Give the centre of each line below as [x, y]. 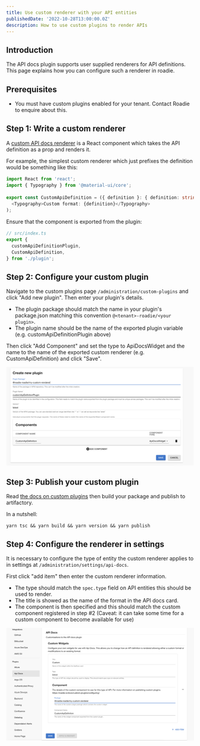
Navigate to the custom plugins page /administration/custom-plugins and [97, 291]
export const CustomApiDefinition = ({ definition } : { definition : [93, 198]
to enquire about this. [41, 110]
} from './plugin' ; [30, 258]
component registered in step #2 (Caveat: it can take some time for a [99, 613]
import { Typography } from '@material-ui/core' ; [69, 185]
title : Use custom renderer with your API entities [71, 13]
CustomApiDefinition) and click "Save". [54, 359]
